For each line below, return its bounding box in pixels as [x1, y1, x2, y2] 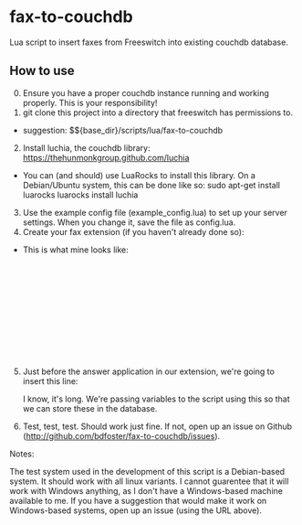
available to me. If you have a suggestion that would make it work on [9, 495, 267, 506]
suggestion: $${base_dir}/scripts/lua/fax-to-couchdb [22, 124, 224, 135]
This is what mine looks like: [22, 244, 130, 255]
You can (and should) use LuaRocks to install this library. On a [22, 169, 255, 180]
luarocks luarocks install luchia [22, 189, 139, 200]
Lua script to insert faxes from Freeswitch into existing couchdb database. [9, 37, 289, 48]
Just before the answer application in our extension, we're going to [22, 366, 276, 377]
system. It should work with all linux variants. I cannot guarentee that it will [9, 476, 289, 487]
